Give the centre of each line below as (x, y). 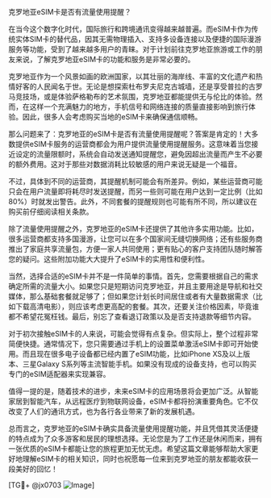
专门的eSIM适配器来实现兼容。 (59, 374)
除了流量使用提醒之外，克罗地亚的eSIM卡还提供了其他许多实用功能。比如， (133, 229)
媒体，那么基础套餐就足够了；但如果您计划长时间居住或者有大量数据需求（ (132, 296)
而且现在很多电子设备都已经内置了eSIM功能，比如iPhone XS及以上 (133, 354)
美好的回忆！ (36, 469)
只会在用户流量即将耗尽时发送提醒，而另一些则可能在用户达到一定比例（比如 (135, 191)
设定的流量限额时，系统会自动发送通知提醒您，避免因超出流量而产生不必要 (139, 154)
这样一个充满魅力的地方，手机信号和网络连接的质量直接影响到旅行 (139, 107)
